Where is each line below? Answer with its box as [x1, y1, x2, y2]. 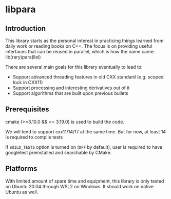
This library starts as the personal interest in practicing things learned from [5, 37, 164, 44]
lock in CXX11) [12, 79, 43, 85]
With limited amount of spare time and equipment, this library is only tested [5, 178, 164, 184]
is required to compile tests [5, 134, 63, 140]
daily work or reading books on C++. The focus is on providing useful [5, 43, 153, 49]
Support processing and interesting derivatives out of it [12, 85, 130, 91]
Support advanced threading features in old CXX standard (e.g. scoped [12, 74, 164, 80]
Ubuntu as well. [5, 189, 39, 195]
